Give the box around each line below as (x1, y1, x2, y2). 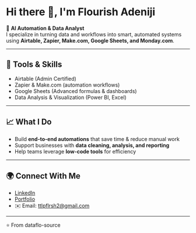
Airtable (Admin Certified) (14, 75, 77, 82)
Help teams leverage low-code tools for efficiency (14, 148, 136, 155)
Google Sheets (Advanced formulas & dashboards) (14, 87, 137, 94)
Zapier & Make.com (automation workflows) (14, 81, 120, 88)
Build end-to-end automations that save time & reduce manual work (14, 135, 180, 142)
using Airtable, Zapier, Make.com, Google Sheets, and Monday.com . (6, 37, 175, 44)
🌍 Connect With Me (6, 171, 80, 181)
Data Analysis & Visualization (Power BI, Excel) (14, 94, 127, 101)
